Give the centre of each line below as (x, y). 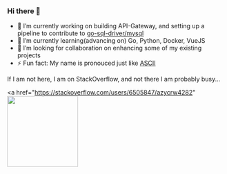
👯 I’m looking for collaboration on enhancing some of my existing (109, 48)
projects (29, 55)
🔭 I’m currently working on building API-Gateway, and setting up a (111, 26)
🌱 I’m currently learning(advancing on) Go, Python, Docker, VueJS (111, 41)
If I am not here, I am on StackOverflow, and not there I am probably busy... (114, 79)
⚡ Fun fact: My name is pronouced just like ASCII (87, 63)
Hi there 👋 (24, 11)
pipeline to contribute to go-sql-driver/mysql (80, 33)
